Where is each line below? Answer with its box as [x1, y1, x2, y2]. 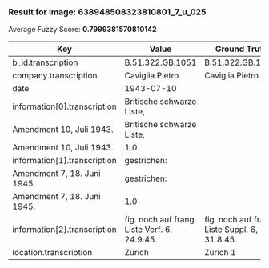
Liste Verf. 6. [124, 224, 173, 235]
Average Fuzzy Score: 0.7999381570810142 [8, 25, 157, 34]
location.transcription [12, 247, 93, 258]
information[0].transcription [12, 101, 118, 112]
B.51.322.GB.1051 [124, 57, 197, 68]
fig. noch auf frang [124, 214, 195, 226]
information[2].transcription [12, 224, 118, 235]
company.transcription [12, 70, 98, 82]
